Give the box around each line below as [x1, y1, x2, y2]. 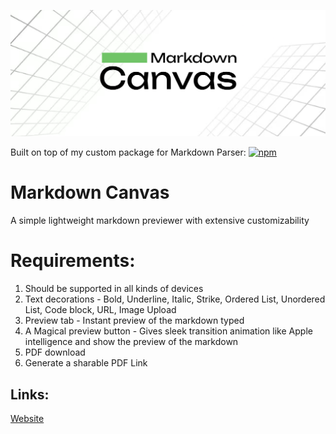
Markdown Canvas [10, 181, 170, 204]
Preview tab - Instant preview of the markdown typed [24, 315, 245, 327]
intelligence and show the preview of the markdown [24, 336, 239, 348]
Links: [10, 386, 50, 403]
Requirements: [10, 250, 136, 272]
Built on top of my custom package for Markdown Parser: [10, 146, 247, 159]
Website [10, 412, 45, 424]
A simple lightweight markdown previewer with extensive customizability [10, 215, 310, 227]
